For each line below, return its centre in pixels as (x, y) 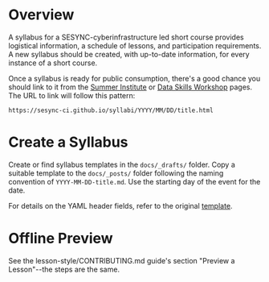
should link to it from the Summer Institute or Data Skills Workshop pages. (130, 87)
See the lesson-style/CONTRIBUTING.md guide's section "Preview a (122, 260)
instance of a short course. (53, 63)
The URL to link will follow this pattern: (72, 95)
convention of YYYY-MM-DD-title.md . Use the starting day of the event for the (134, 181)
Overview (41, 15)
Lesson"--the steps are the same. (64, 269)
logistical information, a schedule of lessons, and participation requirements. (135, 45)
